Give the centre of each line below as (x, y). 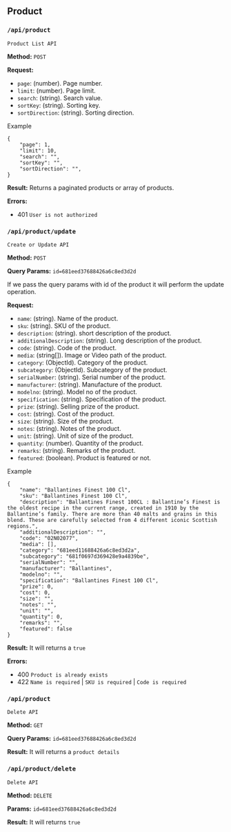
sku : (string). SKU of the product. (64, 326)
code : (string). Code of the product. (67, 347)
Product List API (32, 43)
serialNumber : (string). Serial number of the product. (91, 377)
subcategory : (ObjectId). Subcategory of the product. (92, 369)
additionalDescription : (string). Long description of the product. (109, 340)
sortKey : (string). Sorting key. (59, 105)
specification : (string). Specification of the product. (92, 399)
